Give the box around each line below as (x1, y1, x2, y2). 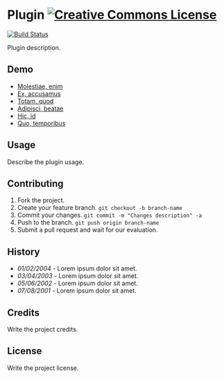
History (7, 245, 40, 257)
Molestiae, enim (17, 82, 63, 90)
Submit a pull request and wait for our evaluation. (17, 226, 158, 234)
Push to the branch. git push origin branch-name (17, 218, 160, 227)
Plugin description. (7, 43, 61, 51)
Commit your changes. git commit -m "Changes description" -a (17, 211, 203, 219)
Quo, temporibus (17, 119, 66, 127)
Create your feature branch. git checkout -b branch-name (17, 204, 182, 212)
